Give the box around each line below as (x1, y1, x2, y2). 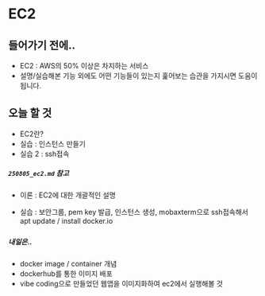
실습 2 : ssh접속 (19, 149, 70, 158)
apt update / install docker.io (19, 216, 113, 225)
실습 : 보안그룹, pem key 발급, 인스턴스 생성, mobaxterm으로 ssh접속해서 (19, 207, 248, 216)
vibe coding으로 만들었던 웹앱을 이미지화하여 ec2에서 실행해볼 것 (19, 278, 224, 288)
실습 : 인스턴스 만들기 (19, 138, 86, 148)
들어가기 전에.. (8, 38, 75, 52)
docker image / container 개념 (19, 259, 117, 268)
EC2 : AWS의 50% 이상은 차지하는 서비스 (19, 61, 149, 70)
